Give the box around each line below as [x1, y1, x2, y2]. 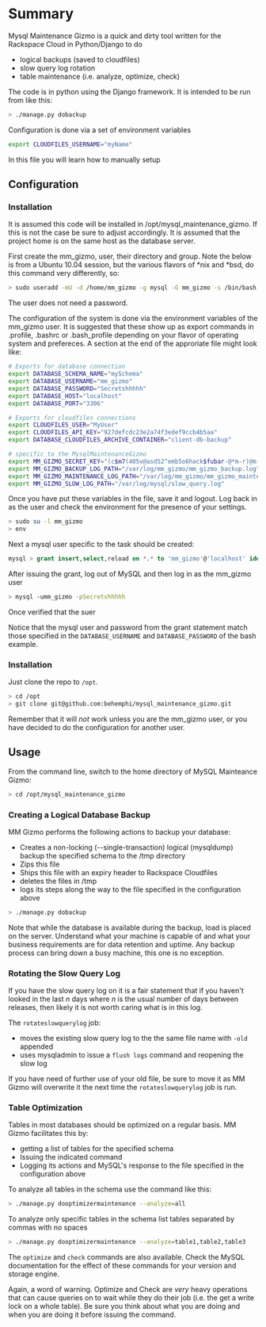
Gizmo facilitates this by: [8, 1129, 89, 1138]
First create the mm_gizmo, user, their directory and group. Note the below [8, 251, 252, 262]
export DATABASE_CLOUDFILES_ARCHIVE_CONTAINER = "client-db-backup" [8, 436, 232, 444]
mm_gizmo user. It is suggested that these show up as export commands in [8, 322, 255, 331]
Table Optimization [8, 1103, 83, 1113]
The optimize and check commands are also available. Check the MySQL [8, 1252, 245, 1262]
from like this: [8, 95, 53, 105]
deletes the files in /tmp [19, 876, 97, 885]
